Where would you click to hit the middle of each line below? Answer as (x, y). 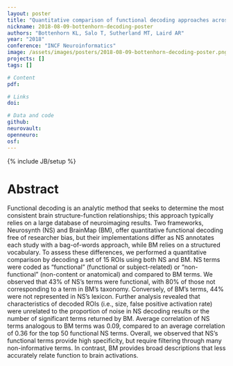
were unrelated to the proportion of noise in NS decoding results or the (109, 311)
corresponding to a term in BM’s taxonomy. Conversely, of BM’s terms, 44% (115, 289)
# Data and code (31, 116)
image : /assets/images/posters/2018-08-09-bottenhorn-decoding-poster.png (118, 53)
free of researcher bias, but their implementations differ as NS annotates (111, 238)
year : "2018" (26, 40)
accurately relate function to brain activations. (73, 356)
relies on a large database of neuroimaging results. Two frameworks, (105, 223)
